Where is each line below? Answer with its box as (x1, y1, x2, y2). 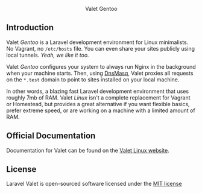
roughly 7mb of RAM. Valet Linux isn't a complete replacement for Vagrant (6, 93, 191, 101)
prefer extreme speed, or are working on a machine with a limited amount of (6, 107, 195, 114)
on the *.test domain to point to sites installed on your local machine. (6, 75, 180, 83)
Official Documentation (6, 131, 96, 141)
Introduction (6, 22, 54, 33)
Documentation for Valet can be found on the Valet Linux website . (6, 147, 170, 154)
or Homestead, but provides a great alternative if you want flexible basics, (6, 100, 190, 107)
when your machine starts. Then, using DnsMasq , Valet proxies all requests (6, 69, 194, 77)
